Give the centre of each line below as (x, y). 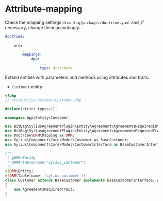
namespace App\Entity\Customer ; (38, 117)
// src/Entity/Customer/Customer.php (43, 100)
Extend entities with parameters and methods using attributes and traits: (77, 77)
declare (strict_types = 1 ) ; (31, 109)
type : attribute (56, 68)
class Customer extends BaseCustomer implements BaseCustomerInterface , (80, 181)
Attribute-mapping (44, 9)
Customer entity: (28, 86)
